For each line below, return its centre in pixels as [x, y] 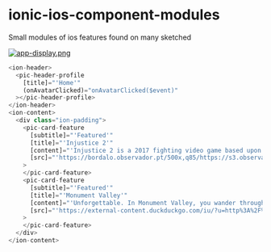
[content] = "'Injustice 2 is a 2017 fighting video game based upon [146, 150]
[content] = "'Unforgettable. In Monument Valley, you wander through [147, 203]
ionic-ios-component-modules [114, 15]
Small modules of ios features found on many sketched [100, 37]
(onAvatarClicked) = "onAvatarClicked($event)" [101, 90]
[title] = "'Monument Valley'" [79, 195]
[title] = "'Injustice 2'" [71, 143]
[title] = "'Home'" [52, 82]
